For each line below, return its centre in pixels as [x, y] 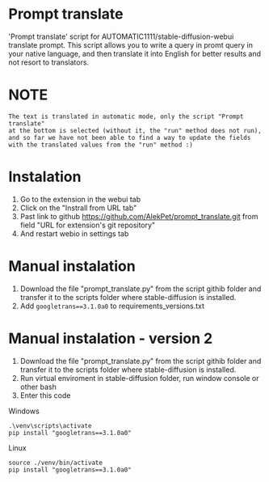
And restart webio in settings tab [74, 233]
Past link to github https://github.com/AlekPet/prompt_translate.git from [139, 216]
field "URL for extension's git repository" [88, 225]
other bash [38, 387]
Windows [24, 411]
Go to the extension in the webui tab [80, 199]
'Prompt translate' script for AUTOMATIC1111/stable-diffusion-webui [121, 36]
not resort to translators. [49, 62]
